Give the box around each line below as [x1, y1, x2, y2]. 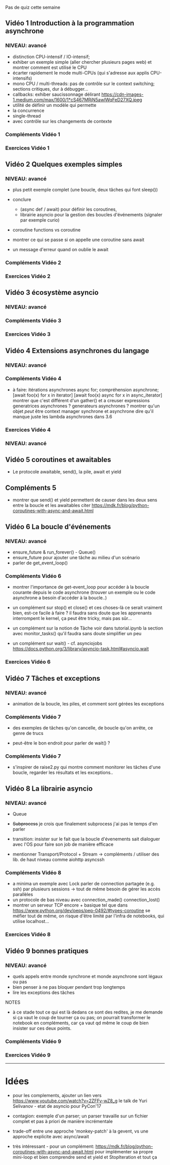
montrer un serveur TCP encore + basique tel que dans [12, 902, 128, 908]
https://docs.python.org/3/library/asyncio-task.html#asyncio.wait [12, 646, 149, 652]
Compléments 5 [5, 483, 57, 492]
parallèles [12, 891, 33, 898]
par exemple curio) [20, 217, 60, 223]
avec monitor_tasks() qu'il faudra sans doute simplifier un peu [12, 631, 142, 637]
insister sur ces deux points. [12, 1025, 72, 1031]
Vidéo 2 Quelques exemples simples [5, 160, 122, 169]
